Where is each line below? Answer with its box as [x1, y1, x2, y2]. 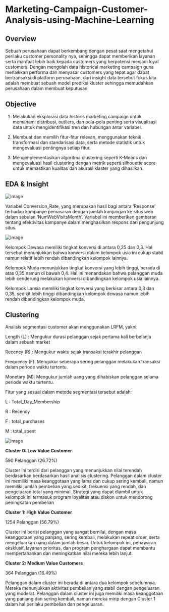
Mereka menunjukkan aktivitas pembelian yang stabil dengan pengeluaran [5, 585, 160, 591]
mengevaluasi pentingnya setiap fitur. [12, 145, 91, 151]
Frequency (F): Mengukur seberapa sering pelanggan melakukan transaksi [5, 359, 160, 365]
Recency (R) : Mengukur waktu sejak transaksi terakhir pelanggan [5, 349, 142, 355]
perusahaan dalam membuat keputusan [5, 85, 88, 91]
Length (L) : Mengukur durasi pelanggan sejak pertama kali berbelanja [5, 334, 151, 340]
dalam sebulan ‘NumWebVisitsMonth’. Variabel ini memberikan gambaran [5, 214, 157, 220]
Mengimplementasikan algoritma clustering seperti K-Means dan [12, 154, 147, 160]
